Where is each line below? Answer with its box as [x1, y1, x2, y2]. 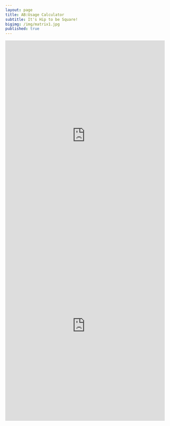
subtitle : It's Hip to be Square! [5, 17, 78, 22]
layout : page [5, 7, 33, 13]
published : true [5, 26, 39, 31]
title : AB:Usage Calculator [5, 12, 65, 17]
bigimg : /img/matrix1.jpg [5, 21, 60, 27]
